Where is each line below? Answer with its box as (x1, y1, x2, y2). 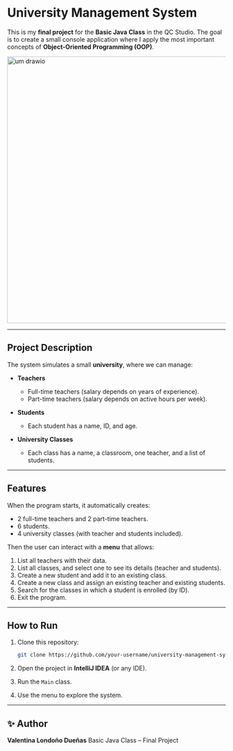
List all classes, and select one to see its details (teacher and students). (17, 563, 222, 572)
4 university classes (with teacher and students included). (17, 529, 184, 538)
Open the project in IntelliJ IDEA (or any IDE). (17, 664, 147, 672)
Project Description (7, 342, 93, 354)
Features (7, 483, 46, 495)
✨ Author (7, 718, 49, 729)
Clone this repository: (17, 638, 79, 647)
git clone (17, 652, 46, 659)
